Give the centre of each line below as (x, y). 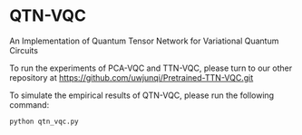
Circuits (24, 50)
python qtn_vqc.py (44, 121)
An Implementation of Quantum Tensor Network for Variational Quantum (144, 41)
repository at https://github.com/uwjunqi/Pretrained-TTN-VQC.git (132, 77)
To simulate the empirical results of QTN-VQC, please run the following (142, 95)
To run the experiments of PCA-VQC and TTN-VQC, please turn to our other (151, 68)
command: (29, 104)
